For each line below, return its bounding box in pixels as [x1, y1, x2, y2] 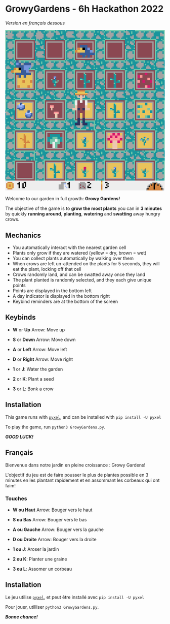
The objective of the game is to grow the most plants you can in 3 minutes [5, 205, 162, 211]
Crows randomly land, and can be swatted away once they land [12, 271, 146, 277]
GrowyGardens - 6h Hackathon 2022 [5, 3, 164, 15]
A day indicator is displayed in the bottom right [12, 293, 110, 299]
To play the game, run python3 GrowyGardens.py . [5, 424, 105, 430]
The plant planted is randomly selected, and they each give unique [12, 277, 152, 283]
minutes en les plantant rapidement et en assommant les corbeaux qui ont [5, 477, 160, 483]
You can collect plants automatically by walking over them [12, 255, 134, 262]
